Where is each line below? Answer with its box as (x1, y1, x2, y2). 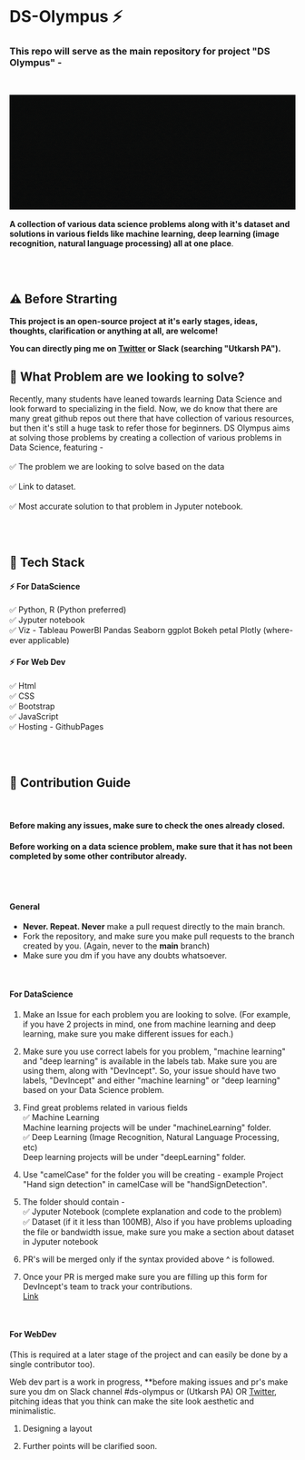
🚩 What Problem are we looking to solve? (9, 369, 245, 385)
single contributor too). (9, 1358, 95, 1369)
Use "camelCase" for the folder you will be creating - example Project (22, 1168, 284, 1180)
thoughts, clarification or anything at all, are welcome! (9, 325, 219, 336)
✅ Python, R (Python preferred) (9, 604, 127, 615)
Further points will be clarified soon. (22, 1440, 157, 1451)
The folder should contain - (22, 1196, 125, 1207)
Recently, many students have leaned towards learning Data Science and (9, 393, 283, 404)
